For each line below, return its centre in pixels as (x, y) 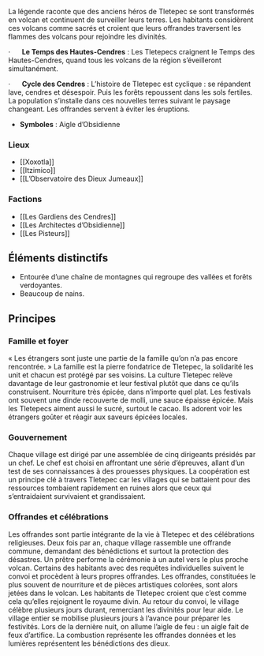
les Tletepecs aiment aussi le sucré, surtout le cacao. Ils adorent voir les (125, 409)
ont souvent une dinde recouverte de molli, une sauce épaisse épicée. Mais (131, 400)
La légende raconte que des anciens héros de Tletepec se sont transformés (131, 11)
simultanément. (33, 69)
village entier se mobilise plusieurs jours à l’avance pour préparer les (119, 618)
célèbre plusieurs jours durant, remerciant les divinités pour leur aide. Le (126, 609)
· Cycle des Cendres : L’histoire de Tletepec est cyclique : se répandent (130, 84)
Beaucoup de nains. (52, 294)
